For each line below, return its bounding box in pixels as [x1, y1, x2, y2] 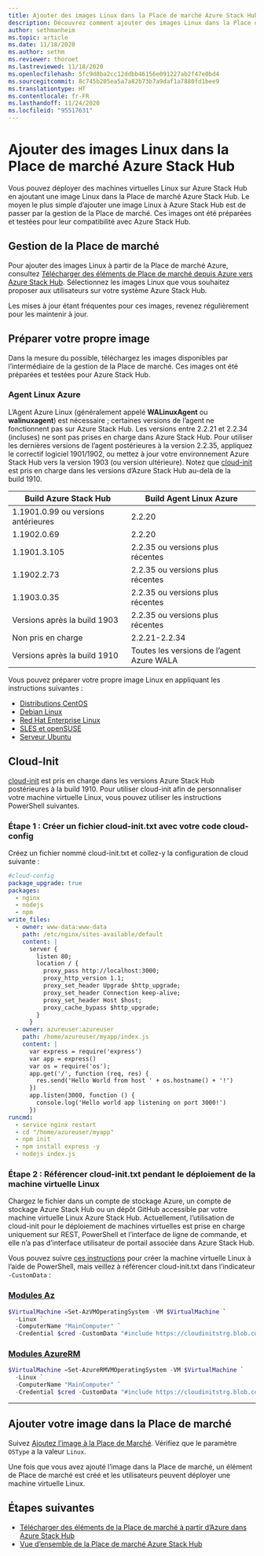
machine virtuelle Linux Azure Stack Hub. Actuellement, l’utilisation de [8, 1213, 235, 1223]
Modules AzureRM [8, 1348, 81, 1359]
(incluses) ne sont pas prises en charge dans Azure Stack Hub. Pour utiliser [8, 432, 253, 442]
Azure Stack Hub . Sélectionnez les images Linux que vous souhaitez [8, 277, 230, 287]
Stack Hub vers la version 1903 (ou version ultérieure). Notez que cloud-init [8, 458, 253, 467]
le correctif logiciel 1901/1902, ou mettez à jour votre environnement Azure [8, 449, 250, 458]
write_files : [8, 916, 51, 924]
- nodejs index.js [15, 1150, 76, 1158]
